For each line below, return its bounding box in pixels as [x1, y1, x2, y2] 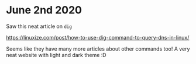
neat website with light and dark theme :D [6, 51, 106, 58]
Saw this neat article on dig [6, 23, 72, 30]
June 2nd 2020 [6, 3, 82, 17]
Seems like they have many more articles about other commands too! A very [6, 45, 190, 52]
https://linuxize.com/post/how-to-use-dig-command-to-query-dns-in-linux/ [6, 34, 190, 41]
